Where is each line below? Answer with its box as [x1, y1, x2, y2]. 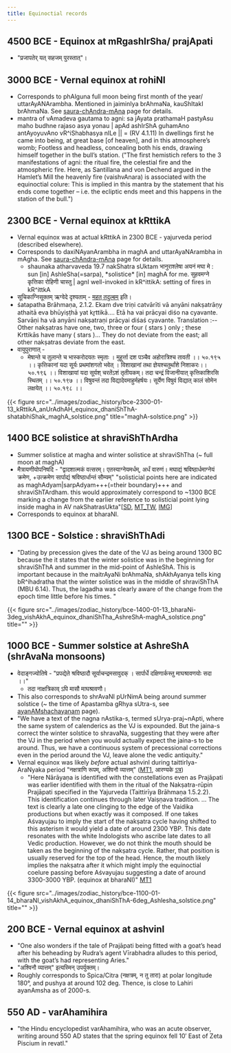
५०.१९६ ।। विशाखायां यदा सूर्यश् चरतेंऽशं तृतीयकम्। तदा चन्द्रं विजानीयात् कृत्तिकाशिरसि [27, 369, 219, 377]
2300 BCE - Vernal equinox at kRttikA [7, 215, 171, 226]
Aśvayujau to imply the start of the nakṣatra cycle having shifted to [27, 817, 217, 825]
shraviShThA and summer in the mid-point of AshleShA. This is [16, 562, 196, 571]
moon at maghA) [16, 458, 65, 466]
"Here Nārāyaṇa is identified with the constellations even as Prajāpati [27, 773, 223, 781]
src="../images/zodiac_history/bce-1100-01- [36, 889, 161, 897]
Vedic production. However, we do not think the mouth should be [27, 839, 212, 847]
